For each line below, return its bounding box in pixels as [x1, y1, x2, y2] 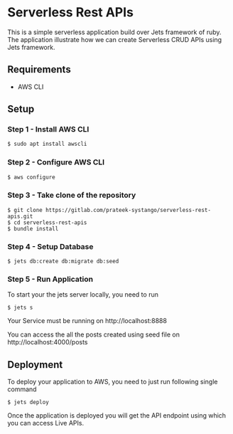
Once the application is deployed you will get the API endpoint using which [7, 411, 226, 420]
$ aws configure [7, 174, 55, 181]
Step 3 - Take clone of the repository [7, 190, 136, 200]
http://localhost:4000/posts [7, 338, 88, 346]
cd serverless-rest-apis [13, 218, 87, 226]
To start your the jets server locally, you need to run [7, 290, 158, 299]
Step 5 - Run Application [7, 275, 94, 284]
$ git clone [7, 206, 43, 213]
